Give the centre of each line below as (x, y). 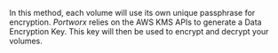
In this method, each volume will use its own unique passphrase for (132, 13)
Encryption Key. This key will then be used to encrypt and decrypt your (139, 31)
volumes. (26, 41)
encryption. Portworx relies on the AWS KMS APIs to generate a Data (135, 22)
